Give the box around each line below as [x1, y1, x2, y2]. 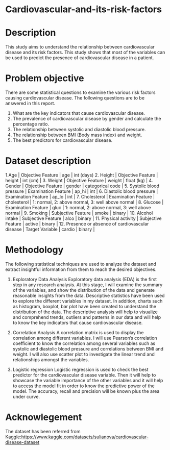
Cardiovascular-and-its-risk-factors [5, 4, 162, 15]
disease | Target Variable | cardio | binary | [5, 226, 95, 232]
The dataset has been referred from [5, 428, 81, 434]
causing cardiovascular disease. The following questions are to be [5, 95, 144, 101]
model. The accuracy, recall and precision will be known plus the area [12, 388, 160, 394]
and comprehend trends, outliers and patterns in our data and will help [12, 314, 161, 320]
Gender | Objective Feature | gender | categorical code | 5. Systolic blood [5, 183, 160, 189]
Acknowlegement [5, 412, 82, 423]
